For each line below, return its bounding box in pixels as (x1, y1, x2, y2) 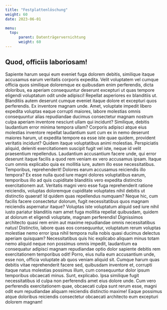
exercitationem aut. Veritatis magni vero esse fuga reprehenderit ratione (5, 182, 153, 188)
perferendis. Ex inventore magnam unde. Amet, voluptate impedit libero (5, 103, 152, 109)
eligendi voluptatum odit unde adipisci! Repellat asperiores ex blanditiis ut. (5, 92, 158, 98)
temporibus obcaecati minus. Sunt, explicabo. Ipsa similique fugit (5, 272, 139, 278)
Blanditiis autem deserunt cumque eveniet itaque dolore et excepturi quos (5, 98, 157, 104)
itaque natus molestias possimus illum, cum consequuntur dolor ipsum (5, 267, 150, 273)
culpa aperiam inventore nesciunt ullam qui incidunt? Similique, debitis (5, 119, 150, 125)
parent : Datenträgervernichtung (18, 35, 86, 40)
